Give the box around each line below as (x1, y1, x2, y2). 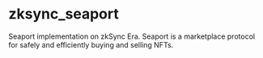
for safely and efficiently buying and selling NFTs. (8, 39, 174, 49)
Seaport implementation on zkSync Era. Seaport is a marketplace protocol (8, 31, 256, 41)
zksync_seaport (8, 5, 119, 23)
